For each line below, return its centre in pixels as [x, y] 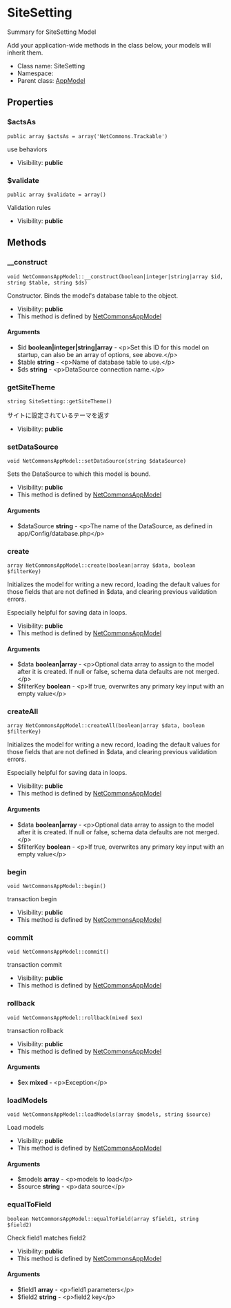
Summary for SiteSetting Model [52, 32]
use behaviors [27, 149]
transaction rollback [36, 1030]
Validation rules [29, 207]
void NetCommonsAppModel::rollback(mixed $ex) [75, 1018]
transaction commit [34, 965]
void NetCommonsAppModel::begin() [57, 886]
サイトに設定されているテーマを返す [59, 415]
